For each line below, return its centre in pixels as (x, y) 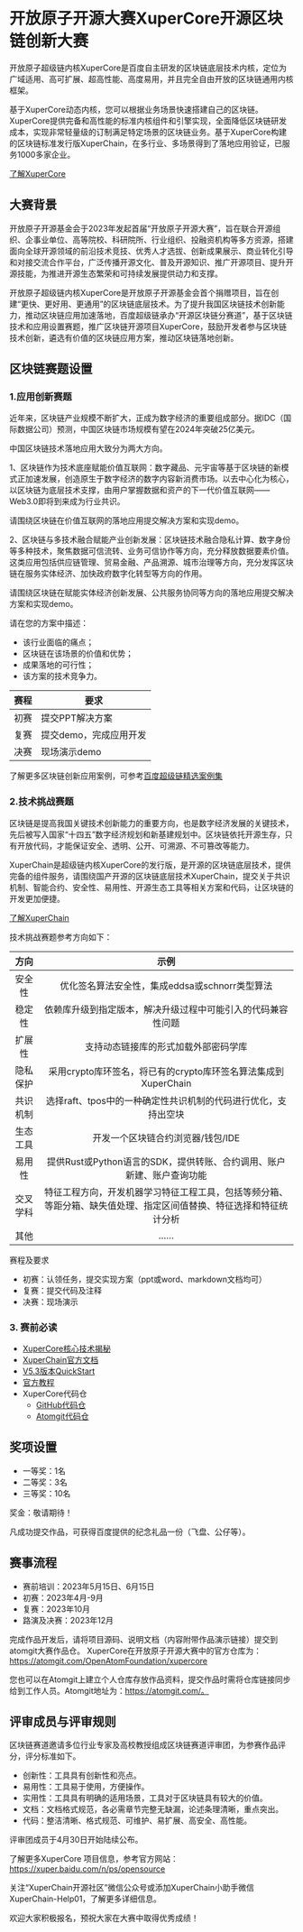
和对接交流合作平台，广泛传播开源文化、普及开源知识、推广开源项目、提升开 (151, 262)
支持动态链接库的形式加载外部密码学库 (166, 1046)
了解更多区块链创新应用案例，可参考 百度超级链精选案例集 (116, 776)
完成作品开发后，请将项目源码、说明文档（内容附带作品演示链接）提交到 (143, 1639)
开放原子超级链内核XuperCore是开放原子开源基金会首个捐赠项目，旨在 (140, 292)
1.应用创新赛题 (41, 397)
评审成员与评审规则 (63, 1722)
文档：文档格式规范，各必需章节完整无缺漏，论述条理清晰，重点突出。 (153, 1809)
